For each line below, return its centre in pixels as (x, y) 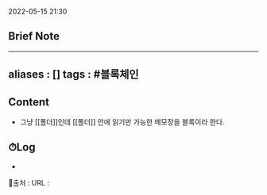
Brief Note (34, 36)
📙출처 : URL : (29, 182)
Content (29, 102)
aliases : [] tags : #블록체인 (74, 75)
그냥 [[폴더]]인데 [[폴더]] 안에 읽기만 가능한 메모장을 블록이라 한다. (122, 122)
